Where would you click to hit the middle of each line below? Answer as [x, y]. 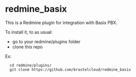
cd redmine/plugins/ [31, 65]
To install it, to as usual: [29, 32]
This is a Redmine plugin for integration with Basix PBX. [61, 23]
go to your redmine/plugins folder [46, 41]
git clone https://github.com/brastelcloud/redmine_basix [70, 70]
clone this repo [27, 47]
